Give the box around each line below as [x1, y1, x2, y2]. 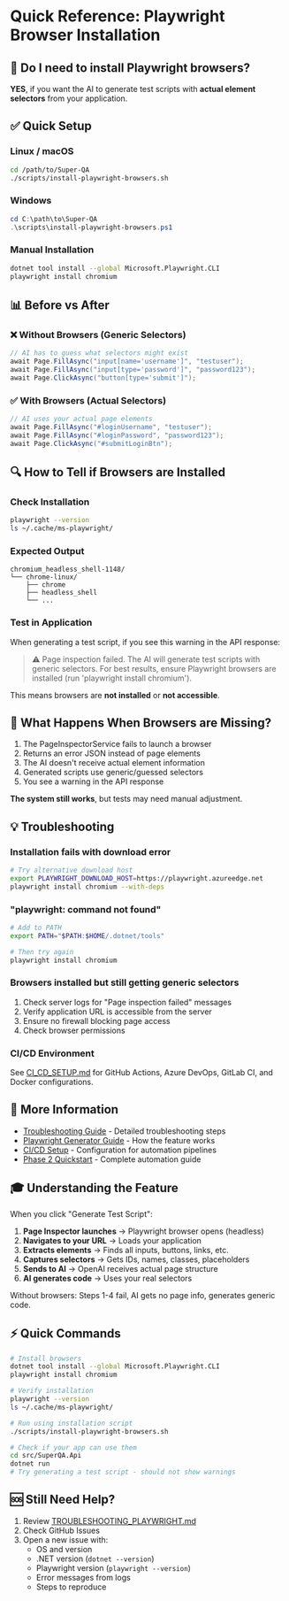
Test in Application [10, 617, 93, 629]
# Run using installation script [10, 1419, 133, 1428]
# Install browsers [10, 1354, 82, 1363]
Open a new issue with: [22, 1534, 109, 1545]
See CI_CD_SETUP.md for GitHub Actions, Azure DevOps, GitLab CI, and [10, 1067, 273, 1078]
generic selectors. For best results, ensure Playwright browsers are [31, 663, 277, 673]
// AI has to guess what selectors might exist [10, 349, 189, 358]
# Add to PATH [10, 923, 63, 932]
